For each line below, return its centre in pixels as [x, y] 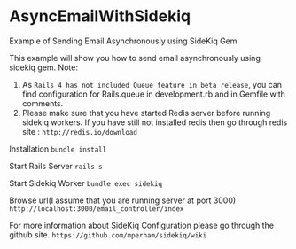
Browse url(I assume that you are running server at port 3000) [123, 200]
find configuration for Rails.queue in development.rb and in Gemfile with [154, 94]
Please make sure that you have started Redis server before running [146, 113]
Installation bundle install [58, 149]
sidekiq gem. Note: [43, 67]
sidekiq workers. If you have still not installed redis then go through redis [155, 122]
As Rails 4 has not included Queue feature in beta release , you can [152, 84]
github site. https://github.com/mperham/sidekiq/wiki [108, 234]
